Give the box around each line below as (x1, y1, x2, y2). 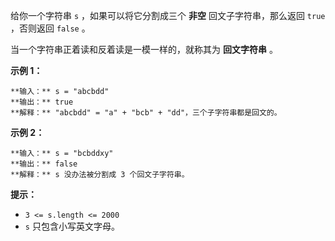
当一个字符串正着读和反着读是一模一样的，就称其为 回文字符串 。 (10, 44, 278, 55)
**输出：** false (10, 159, 78, 169)
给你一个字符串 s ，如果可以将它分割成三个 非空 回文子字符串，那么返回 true (10, 10, 326, 21)
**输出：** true (10, 97, 74, 107)
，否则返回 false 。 (10, 22, 91, 34)
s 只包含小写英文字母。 (24, 220, 120, 232)
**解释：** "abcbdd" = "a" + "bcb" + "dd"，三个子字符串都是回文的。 (10, 108, 282, 118)
